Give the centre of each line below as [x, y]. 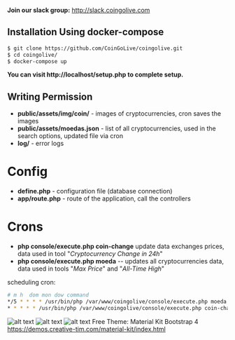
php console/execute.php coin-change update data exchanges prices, [121, 246]
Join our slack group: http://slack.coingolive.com [79, 10]
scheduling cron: [31, 283]
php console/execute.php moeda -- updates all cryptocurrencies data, [120, 261]
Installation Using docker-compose [86, 32]
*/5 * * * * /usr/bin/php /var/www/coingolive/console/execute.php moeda [117, 301]
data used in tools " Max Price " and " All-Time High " [91, 268]
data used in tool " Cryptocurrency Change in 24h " [90, 254]
